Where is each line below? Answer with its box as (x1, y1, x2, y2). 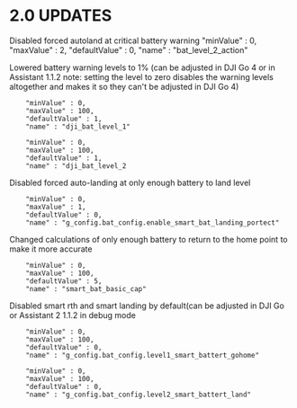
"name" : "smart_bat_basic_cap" (25, 284, 147, 293)
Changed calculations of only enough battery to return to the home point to (9, 234, 288, 244)
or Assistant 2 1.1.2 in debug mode (9, 309, 137, 320)
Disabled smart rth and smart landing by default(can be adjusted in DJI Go (9, 300, 285, 311)
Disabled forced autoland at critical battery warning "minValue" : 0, (9, 35, 257, 46)
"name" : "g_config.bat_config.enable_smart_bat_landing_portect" (25, 217, 280, 227)
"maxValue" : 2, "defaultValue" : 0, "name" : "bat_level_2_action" (9, 44, 248, 55)
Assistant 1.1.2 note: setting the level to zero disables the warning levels (9, 71, 274, 82)
